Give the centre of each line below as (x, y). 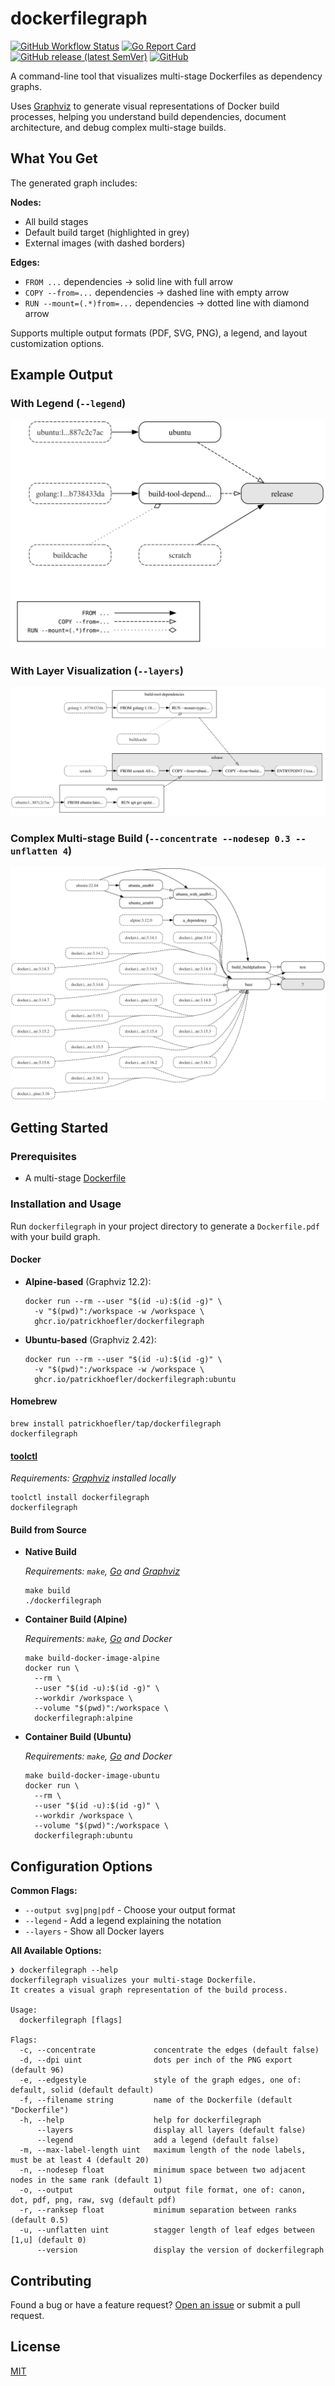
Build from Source (48, 1529)
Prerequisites (43, 1156)
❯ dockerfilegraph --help (64, 1970)
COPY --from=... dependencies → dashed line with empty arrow (157, 292)
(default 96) (37, 2070)
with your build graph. (55, 1236)
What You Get (54, 158)
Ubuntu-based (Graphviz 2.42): (90, 1339)
